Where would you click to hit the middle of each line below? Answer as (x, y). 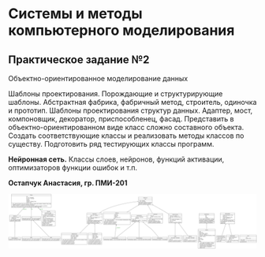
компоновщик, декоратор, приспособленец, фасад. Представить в (121, 119)
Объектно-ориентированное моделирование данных (98, 78)
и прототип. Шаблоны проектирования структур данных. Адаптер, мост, (131, 110)
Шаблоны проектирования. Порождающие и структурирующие (116, 94)
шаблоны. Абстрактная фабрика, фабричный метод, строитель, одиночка (132, 102)
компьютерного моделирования (121, 30)
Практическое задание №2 (79, 60)
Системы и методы (76, 14)
